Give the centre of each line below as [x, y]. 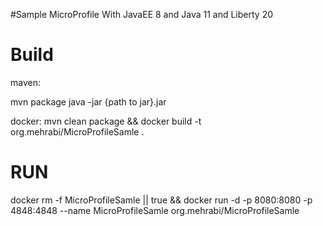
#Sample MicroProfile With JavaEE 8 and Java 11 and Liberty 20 [142, 14]
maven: [25, 82]
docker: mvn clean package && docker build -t [106, 121]
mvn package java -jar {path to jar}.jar [88, 101]
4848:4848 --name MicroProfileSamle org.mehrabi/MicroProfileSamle [155, 210]
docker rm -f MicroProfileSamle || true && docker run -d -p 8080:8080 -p [161, 200]
